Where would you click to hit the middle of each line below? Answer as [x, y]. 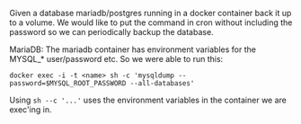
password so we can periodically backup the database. [111, 32]
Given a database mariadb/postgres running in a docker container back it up [150, 13]
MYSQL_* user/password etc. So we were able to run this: [116, 59]
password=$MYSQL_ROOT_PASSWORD [68, 84]
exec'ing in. [31, 110]
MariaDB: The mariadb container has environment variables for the [133, 49]
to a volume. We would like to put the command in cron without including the [151, 22]
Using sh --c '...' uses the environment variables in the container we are [148, 100]
